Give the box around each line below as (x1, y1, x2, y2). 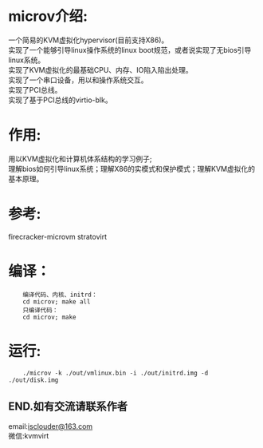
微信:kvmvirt (8, 430, 49, 440)
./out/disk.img (8, 376, 59, 384)
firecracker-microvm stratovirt (8, 232, 108, 241)
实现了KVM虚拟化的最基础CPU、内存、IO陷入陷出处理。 (8, 65, 193, 74)
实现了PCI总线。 (8, 85, 62, 94)
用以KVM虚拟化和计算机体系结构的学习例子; (8, 153, 152, 164)
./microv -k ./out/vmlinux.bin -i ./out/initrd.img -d (22, 369, 209, 377)
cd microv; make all (22, 297, 91, 306)
